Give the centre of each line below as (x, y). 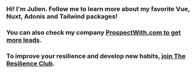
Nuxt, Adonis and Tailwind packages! (62, 16)
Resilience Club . (31, 63)
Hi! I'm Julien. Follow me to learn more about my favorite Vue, (98, 9)
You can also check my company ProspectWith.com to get (93, 32)
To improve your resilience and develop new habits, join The (96, 56)
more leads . (24, 39)
